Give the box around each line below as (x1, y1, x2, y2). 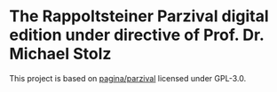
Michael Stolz (9, 44, 112, 64)
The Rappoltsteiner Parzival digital (9, 6, 269, 27)
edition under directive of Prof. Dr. (9, 25, 265, 45)
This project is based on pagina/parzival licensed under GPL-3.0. (9, 73, 247, 83)
